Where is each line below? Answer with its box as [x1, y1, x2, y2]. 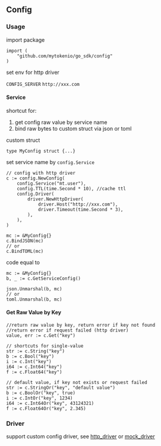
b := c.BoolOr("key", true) [6, 390, 76, 396]
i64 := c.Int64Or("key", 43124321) [6, 401, 94, 407]
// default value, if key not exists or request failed [6, 380, 147, 386]
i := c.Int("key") [6, 359, 52, 365]
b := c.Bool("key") [6, 354, 55, 360]
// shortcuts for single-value [6, 343, 84, 349]
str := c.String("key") [6, 348, 65, 354]
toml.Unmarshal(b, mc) [6, 296, 62, 302]
